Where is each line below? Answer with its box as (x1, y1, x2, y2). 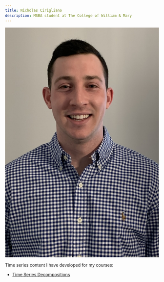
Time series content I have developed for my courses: (5, 262, 114, 268)
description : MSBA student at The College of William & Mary (5, 13, 132, 18)
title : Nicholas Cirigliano (5, 8, 62, 13)
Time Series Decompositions (12, 271, 70, 277)
